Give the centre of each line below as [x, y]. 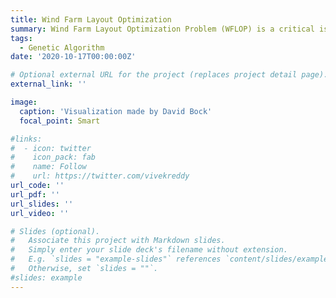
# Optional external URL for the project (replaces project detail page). [169, 75]
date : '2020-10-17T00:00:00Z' [73, 57]
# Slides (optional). [55, 231]
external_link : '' [48, 84]
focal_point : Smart [60, 121]
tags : [21, 38]
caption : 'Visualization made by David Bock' [116, 111]
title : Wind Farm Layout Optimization [91, 19]
